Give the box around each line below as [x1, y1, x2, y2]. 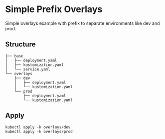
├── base [5, 53, 24, 58]
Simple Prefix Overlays [5, 4, 103, 15]
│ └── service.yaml [5, 66, 51, 72]
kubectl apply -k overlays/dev [5, 124, 71, 129]
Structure [5, 40, 36, 49]
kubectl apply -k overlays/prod [5, 129, 73, 134]
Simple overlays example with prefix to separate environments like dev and [5, 20, 160, 26]
